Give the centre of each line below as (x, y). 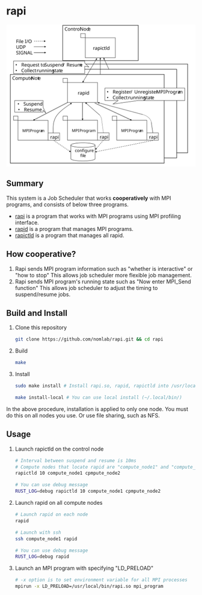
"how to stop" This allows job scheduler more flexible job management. (103, 275)
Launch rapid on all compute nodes (59, 503)
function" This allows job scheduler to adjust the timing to (86, 288)
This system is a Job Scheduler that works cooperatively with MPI (89, 198)
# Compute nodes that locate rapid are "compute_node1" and (92, 467)
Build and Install (37, 313)
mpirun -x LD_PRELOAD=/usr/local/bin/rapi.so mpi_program (89, 587)
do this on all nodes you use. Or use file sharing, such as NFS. (83, 415)
